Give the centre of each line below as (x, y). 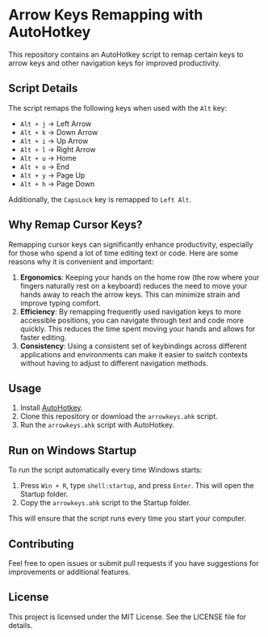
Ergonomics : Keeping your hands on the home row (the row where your (140, 277)
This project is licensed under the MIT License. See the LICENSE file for (128, 617)
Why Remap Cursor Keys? (75, 225)
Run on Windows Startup (73, 450)
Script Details (43, 89)
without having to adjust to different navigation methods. (114, 363)
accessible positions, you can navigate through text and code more (132, 320)
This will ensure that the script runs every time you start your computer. (127, 518)
